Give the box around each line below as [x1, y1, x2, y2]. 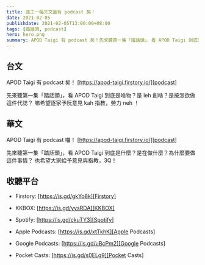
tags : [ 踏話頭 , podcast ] [6, 26, 67, 32]
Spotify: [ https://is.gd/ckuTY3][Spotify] [15, 216, 114, 224]
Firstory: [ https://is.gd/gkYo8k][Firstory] [15, 193, 117, 200]
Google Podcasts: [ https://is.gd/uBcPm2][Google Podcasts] [15, 240, 166, 247]
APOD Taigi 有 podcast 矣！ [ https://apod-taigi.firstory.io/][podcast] [6, 79, 177, 86]
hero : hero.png [6, 32, 45, 38]
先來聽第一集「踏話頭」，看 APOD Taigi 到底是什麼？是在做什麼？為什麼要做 [6, 149, 196, 156]
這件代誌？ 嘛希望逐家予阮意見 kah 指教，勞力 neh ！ [6, 99, 140, 107]
